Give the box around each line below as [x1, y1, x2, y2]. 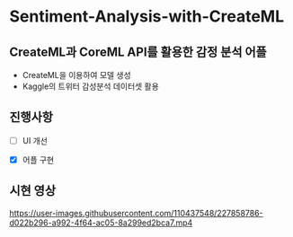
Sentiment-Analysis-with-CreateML [9, 6, 285, 27]
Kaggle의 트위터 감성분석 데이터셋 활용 [22, 81, 159, 92]
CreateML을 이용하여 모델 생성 [22, 70, 132, 80]
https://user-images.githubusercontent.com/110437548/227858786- [9, 207, 263, 218]
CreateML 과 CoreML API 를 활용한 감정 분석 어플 [9, 44, 267, 59]
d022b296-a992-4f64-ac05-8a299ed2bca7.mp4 [9, 217, 193, 228]
